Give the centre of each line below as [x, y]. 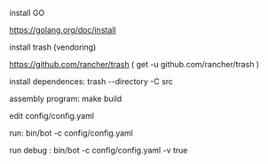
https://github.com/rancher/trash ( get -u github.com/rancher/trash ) [134, 64]
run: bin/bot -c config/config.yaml [71, 133]
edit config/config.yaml [52, 116]
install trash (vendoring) [53, 47]
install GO [27, 13]
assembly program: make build [66, 98]
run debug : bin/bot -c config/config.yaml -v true [99, 150]
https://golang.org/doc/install [63, 30]
